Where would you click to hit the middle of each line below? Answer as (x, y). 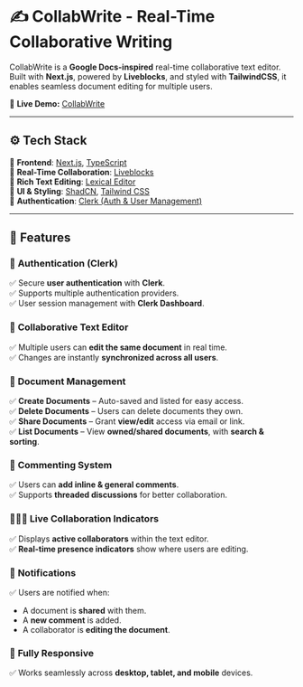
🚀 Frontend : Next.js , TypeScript (68, 162)
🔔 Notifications (43, 572)
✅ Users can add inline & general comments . (94, 485)
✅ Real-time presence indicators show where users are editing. (129, 549)
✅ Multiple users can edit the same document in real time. (119, 347)
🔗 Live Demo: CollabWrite (57, 103)
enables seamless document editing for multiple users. (111, 86)
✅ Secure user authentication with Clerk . (87, 283)
